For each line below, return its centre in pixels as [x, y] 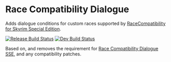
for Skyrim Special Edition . [33, 28]
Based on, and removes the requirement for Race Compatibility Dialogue [82, 48]
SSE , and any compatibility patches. [43, 54]
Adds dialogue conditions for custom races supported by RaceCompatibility [85, 23]
